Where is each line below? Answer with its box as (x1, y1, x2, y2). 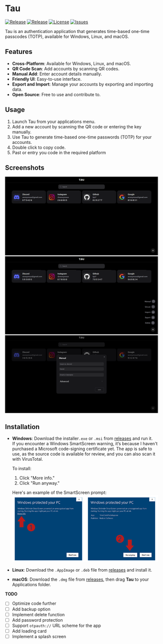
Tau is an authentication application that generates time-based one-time (5, 28, 149, 34)
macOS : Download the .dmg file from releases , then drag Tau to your (12, 576, 149, 582)
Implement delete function (12, 611, 65, 617)
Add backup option (12, 606, 51, 612)
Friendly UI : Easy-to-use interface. (12, 76, 82, 82)
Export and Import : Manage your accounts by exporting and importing (12, 81, 154, 87)
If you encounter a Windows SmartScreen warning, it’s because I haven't (12, 440, 158, 446)
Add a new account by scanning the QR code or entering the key (12, 123, 142, 129)
